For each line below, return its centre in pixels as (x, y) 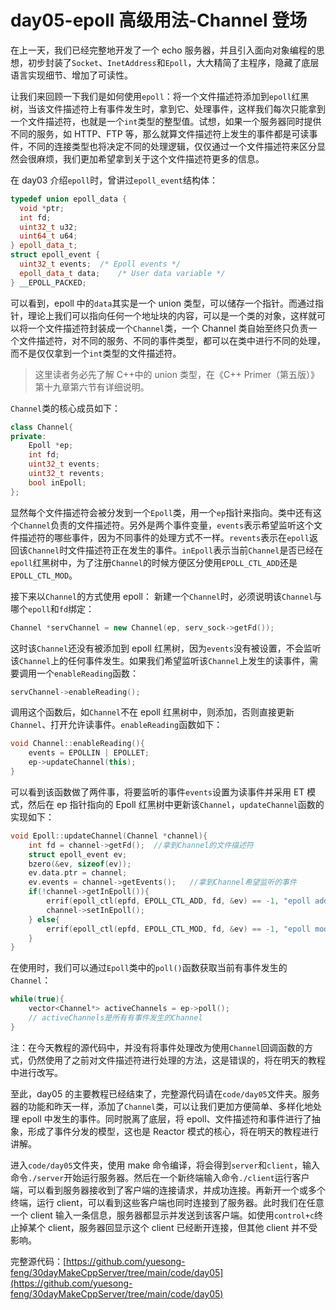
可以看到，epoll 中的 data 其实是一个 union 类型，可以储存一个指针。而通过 (162, 303)
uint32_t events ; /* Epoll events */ (100, 264)
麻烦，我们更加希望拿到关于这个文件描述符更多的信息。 (150, 158)
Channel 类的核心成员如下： (66, 408)
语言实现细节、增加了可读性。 (71, 75)
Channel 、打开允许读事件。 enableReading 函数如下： (116, 725)
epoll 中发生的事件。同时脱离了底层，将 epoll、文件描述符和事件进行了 (166, 1118)
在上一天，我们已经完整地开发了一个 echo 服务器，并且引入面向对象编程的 (163, 50)
